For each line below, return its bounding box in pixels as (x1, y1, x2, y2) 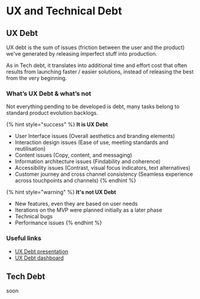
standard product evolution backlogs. (6, 109, 99, 117)
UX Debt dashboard (14, 254, 64, 261)
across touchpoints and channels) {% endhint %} (14, 177, 136, 184)
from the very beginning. (6, 75, 67, 81)
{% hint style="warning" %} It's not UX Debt (6, 188, 116, 196)
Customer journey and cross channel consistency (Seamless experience (14, 170, 193, 178)
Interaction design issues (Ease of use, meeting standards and (14, 139, 169, 146)
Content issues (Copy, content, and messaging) (14, 151, 133, 159)
